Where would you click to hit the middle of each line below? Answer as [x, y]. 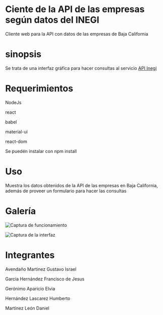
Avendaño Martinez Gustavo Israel [41, 269]
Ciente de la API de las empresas [75, 9]
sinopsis [23, 54]
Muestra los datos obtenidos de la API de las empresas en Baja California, [82, 185]
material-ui [16, 131]
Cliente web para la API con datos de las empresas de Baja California [77, 34]
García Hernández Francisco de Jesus [45, 279]
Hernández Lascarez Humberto [38, 298]
